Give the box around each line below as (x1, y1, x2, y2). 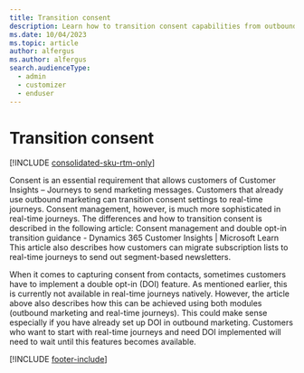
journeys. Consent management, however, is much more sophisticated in (9, 204, 281, 215)
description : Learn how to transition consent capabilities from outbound (9, 22, 298, 31)
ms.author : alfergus (9, 55, 88, 64)
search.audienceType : (9, 64, 91, 73)
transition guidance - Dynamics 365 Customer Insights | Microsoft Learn (9, 232, 280, 244)
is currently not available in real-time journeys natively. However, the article (9, 288, 290, 299)
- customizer (17, 80, 67, 89)
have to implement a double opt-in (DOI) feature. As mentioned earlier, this (9, 279, 288, 290)
